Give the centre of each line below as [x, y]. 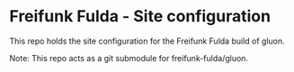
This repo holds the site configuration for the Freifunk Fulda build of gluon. [147, 41]
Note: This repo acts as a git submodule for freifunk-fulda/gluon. [129, 58]
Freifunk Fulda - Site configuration [140, 16]
